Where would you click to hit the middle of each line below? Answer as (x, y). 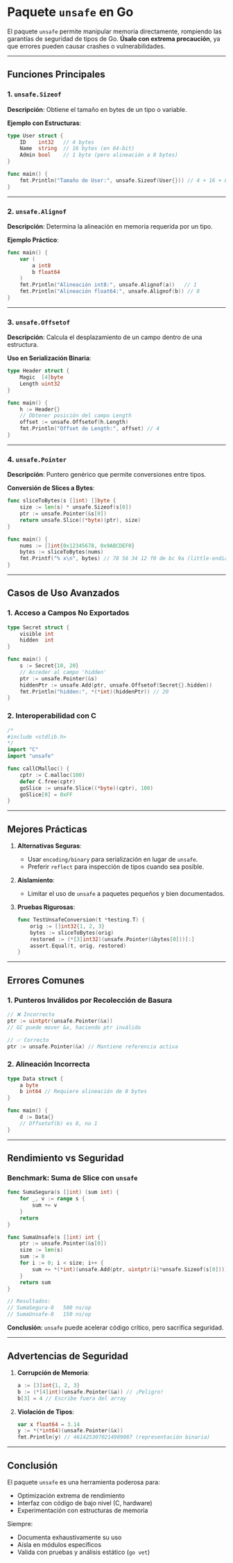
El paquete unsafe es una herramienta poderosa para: (84, 1482)
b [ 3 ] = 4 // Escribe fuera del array (72, 1398)
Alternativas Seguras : (49, 846)
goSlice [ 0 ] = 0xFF (46, 794)
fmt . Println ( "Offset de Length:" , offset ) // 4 (89, 429)
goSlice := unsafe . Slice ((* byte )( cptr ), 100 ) (87, 788)
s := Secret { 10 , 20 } (49, 666)
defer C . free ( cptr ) (48, 781)
